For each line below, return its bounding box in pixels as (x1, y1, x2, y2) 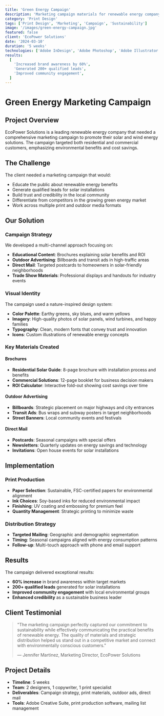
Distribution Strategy (5, 520, 56, 527)
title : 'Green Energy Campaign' (5, 7, 71, 12)
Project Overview (5, 116, 59, 124)
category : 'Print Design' (5, 16, 58, 21)
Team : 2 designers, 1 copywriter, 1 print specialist (12, 684, 112, 690)
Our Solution (5, 216, 44, 224)
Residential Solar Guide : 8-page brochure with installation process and (12, 367, 156, 372)
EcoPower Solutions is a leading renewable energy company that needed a (5, 129, 156, 135)
